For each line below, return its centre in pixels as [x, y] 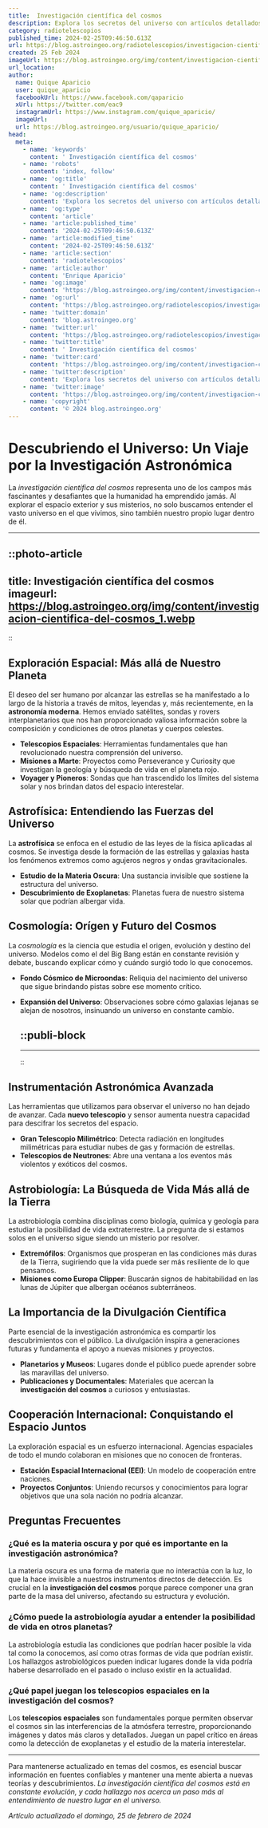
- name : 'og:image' [55, 283]
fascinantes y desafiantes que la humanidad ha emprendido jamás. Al [122, 496]
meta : [25, 142]
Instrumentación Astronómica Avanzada [111, 1087]
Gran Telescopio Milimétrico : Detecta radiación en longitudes [122, 1139]
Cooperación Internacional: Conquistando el [121, 1415]
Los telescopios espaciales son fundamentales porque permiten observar [131, 1718]
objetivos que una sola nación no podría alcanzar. [101, 1496]
